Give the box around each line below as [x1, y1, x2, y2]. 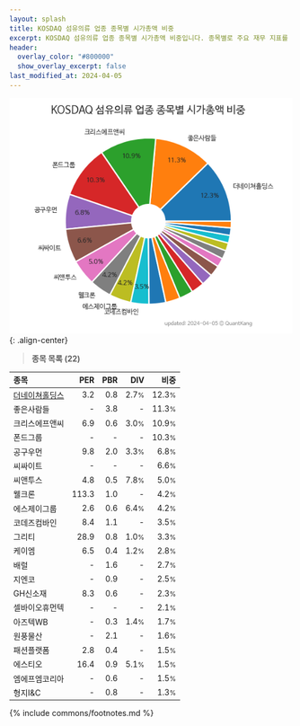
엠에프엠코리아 [13, 673, 65, 684]
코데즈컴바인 [13, 517, 57, 527]
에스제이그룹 [13, 503, 57, 514]
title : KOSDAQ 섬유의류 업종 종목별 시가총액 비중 [9, 23, 174, 33]
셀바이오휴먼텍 [13, 602, 65, 613]
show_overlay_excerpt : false [17, 62, 127, 71]
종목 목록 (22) [31, 353, 81, 364]
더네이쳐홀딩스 [13, 389, 65, 400]
